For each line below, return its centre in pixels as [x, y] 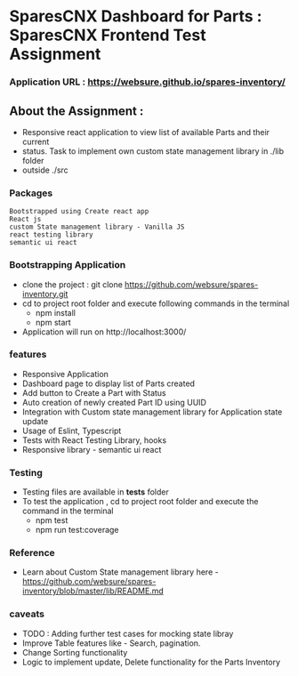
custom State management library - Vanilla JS [97, 227]
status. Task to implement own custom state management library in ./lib [153, 151]
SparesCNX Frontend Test [108, 35]
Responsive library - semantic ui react [92, 449]
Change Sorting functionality [75, 652]
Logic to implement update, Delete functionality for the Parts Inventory [151, 662]
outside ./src [45, 170]
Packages [31, 193]
